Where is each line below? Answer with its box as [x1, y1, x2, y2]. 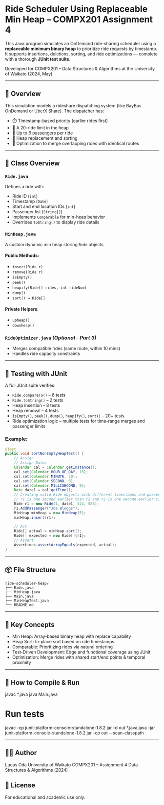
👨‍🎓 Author [5, 749, 37, 757]
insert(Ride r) [12, 264, 43, 269]
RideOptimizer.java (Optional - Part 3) [5, 334, 97, 341]
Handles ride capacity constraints [12, 351, 81, 356]
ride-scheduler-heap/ [5, 581, 49, 586]
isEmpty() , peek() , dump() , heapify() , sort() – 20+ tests [12, 413, 124, 419]
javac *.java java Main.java [5, 691, 58, 697]
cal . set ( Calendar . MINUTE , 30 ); [14, 474, 78, 479]
